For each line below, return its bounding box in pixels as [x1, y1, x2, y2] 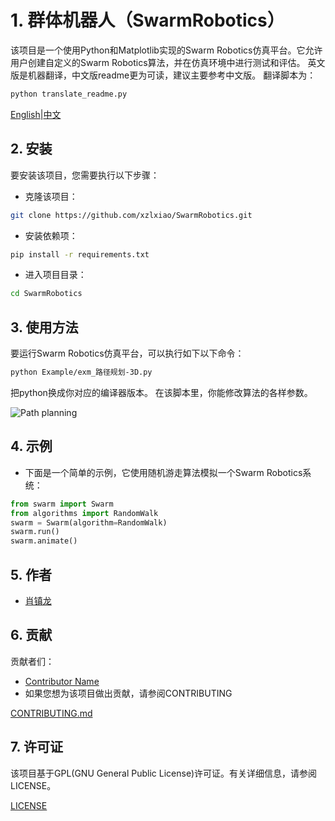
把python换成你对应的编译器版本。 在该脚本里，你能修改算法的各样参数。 [10, 386, 313, 398]
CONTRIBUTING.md [10, 707, 93, 719]
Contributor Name [24, 675, 100, 687]
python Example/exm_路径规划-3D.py [10, 367, 153, 378]
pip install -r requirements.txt [10, 249, 150, 260]
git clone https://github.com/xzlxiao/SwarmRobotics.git [10, 210, 253, 220]
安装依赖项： [24, 229, 78, 241]
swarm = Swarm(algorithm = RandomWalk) [10, 517, 168, 528]
